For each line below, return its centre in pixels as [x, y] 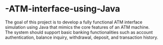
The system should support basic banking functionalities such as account [79, 32]
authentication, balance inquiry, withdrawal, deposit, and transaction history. [82, 37]
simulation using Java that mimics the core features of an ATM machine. [77, 27]
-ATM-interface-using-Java [63, 9]
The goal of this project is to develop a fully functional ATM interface [74, 22]
